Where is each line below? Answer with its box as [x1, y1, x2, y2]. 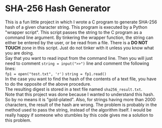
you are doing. [5, 50, 34, 56]
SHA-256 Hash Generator [5, 3, 111, 14]
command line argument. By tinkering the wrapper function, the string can [5, 35, 154, 40]
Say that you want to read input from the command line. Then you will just [5, 55, 153, 61]
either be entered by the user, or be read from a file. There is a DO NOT [5, 39, 148, 45]
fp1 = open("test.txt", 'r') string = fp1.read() [5, 72, 107, 76]
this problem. [5, 117, 32, 123]
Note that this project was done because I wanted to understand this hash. [5, 91, 155, 97]
